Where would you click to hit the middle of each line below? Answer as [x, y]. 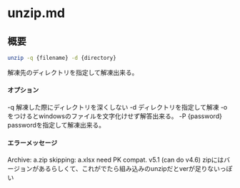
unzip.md [36, 13]
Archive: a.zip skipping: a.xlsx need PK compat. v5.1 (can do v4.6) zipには [116, 160]
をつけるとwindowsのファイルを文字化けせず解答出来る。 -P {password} [115, 116]
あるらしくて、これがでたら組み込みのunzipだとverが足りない [129, 169]
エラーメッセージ [32, 142]
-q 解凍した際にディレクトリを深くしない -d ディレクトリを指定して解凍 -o [117, 108]
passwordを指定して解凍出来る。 [56, 125]
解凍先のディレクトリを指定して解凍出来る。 [73, 72]
